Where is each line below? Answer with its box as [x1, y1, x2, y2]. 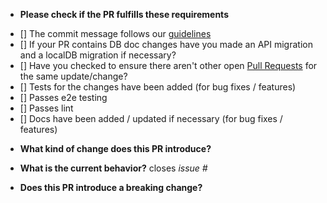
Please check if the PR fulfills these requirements [19, 9, 229, 20]
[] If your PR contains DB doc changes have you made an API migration [19, 39, 313, 50]
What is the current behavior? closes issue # [19, 162, 208, 174]
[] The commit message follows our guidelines [19, 28, 212, 39]
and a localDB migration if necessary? [19, 49, 177, 61]
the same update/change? [19, 70, 128, 82]
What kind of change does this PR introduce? [19, 143, 212, 154]
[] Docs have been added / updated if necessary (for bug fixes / [19, 113, 283, 124]
